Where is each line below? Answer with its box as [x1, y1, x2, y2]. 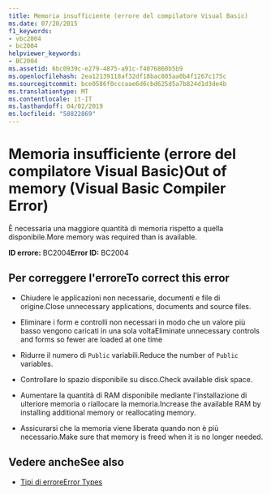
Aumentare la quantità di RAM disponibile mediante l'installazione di [19, 390, 247, 400]
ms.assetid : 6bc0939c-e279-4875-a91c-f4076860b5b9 [8, 65, 183, 73]
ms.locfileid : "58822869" [8, 110, 96, 118]
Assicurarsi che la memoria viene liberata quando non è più [19, 423, 219, 433]
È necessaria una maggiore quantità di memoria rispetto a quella [8, 223, 224, 233]
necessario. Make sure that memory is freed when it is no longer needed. [19, 432, 264, 441]
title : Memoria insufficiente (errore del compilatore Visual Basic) [8, 11, 249, 20]
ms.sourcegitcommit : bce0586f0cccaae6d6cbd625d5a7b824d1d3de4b [8, 80, 227, 88]
